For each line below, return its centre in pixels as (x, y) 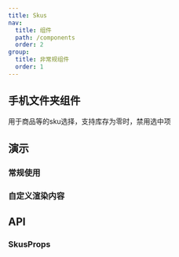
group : (19, 52)
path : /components (46, 37)
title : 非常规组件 (42, 60)
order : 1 (29, 67)
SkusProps (29, 244)
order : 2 (29, 45)
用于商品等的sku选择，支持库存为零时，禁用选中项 (89, 121)
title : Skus (27, 15)
